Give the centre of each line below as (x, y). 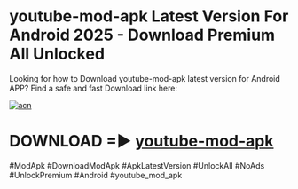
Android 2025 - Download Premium (142, 35)
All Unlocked (57, 54)
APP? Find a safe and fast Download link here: (93, 88)
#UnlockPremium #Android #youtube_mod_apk (96, 175)
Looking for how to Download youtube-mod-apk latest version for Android (145, 78)
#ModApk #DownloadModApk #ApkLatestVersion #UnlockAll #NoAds (137, 165)
